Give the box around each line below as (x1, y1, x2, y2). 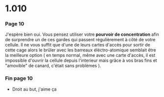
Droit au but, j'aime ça (12, 86, 57, 92)
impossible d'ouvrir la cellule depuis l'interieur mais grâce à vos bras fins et (5, 57, 158, 64)
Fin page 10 (5, 75, 33, 82)
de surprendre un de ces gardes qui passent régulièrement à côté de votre (5, 37, 156, 43)
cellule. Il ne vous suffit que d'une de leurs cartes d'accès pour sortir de (5, 42, 150, 48)
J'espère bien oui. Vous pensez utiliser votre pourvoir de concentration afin (5, 31, 159, 37)
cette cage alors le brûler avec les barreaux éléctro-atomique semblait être (5, 47, 156, 53)
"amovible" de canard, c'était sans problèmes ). (5, 63, 101, 69)
